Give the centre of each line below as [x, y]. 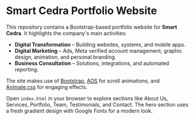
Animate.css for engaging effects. [47, 87]
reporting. [27, 69]
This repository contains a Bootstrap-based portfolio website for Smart [92, 27]
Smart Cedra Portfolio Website [82, 11]
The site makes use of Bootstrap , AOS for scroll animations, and [83, 81]
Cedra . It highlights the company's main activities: [66, 33]
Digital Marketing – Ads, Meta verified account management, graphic [98, 50]
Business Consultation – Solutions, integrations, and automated [92, 63]
